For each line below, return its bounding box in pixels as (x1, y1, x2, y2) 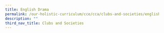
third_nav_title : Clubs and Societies (5, 20, 84, 26)
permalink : (5, 12, 27, 16)
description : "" (5, 16, 38, 21)
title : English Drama (5, 7, 49, 12)
